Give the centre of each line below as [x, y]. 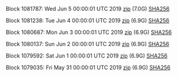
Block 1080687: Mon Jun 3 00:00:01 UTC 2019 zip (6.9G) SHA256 [89, 32]
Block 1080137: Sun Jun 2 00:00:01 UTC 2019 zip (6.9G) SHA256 [87, 44]
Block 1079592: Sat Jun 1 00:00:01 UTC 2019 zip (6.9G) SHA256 [87, 56]
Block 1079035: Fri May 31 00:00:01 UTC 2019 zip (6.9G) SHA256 [88, 67]
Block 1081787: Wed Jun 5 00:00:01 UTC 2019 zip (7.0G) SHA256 [87, 9]
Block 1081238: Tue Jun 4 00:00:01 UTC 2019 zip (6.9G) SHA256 [87, 20]
